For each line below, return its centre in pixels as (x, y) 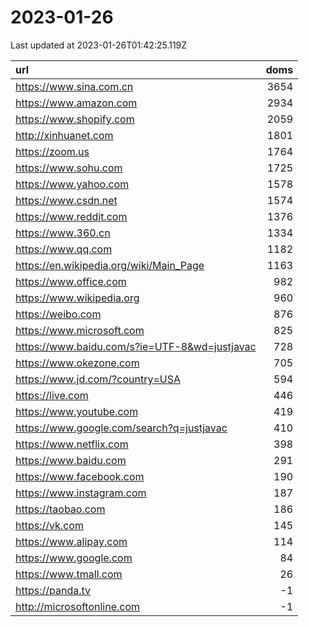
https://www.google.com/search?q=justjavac (121, 428)
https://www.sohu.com (69, 168)
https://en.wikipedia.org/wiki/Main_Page (110, 265)
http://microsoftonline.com (78, 606)
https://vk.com (49, 525)
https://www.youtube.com (77, 411)
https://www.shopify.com (75, 119)
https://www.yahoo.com (72, 184)
